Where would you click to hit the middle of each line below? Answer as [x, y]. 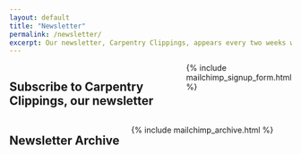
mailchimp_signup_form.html [239, 78]
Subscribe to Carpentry [77, 86]
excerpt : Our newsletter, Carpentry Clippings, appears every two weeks [148, 43]
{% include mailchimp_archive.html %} [202, 130]
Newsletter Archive [64, 141]
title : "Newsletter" [48, 26]
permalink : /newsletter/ [56, 34]
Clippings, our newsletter [82, 101]
